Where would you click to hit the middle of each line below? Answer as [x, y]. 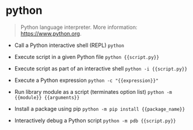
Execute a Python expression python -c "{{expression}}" [86, 80]
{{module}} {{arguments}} [47, 97]
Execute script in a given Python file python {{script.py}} [87, 57]
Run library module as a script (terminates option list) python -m [93, 91]
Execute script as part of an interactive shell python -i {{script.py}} [101, 68]
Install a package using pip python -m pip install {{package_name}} [100, 108]
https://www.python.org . [51, 33]
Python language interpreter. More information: [79, 27]
